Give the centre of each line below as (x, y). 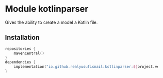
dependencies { (20, 62)
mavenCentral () (29, 53)
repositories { (20, 49)
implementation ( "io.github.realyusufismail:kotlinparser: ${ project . (84, 67)
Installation (22, 38)
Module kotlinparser (47, 9)
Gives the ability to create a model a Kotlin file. (51, 22)
